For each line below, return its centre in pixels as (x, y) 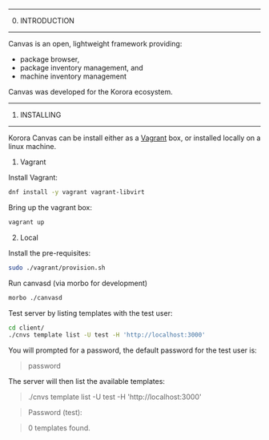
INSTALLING (40, 115)
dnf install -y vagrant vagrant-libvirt (77, 192)
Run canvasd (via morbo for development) (78, 283)
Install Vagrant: (33, 178)
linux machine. (32, 146)
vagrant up (26, 222)
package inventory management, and (82, 68)
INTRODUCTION (47, 20)
